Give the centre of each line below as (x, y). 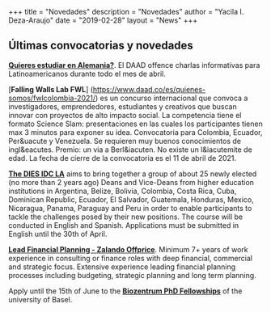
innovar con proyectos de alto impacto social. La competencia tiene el (125, 115)
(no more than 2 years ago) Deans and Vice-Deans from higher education (131, 182)
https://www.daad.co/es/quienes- (149, 89)
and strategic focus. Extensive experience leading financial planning (122, 267)
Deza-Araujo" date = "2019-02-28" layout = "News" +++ (103, 20)
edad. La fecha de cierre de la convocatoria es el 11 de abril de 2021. (123, 158)
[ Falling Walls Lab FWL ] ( (51, 89)
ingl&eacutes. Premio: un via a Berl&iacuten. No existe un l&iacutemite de (130, 150)
